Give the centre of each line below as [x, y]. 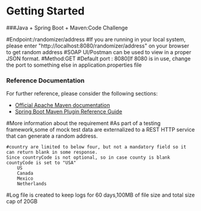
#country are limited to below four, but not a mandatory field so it [96, 147]
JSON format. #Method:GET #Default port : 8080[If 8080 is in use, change [98, 58]
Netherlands [32, 184]
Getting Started [46, 11]
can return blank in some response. [52, 152]
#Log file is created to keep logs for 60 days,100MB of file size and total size [100, 195]
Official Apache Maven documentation [62, 105]
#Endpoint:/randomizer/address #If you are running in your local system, [96, 39]
